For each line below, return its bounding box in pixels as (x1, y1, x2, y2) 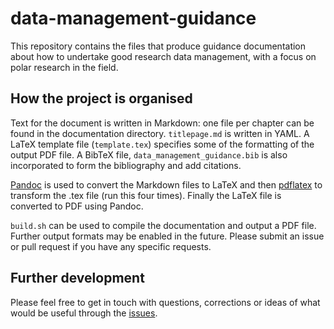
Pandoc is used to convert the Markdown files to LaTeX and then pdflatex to (10, 178, 323, 191)
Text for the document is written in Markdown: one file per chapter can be (10, 117, 315, 129)
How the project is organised (10, 90, 193, 107)
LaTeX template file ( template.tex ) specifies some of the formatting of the (10, 138, 315, 150)
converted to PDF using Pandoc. (10, 200, 144, 212)
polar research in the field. (10, 61, 119, 73)
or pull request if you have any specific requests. (10, 240, 212, 252)
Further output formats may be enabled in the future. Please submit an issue (10, 230, 325, 242)
